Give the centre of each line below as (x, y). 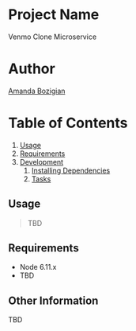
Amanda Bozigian (37, 91)
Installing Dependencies (71, 170)
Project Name (54, 15)
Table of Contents (68, 123)
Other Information (53, 300)
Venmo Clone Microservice (53, 37)
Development (42, 162)
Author (32, 69)
